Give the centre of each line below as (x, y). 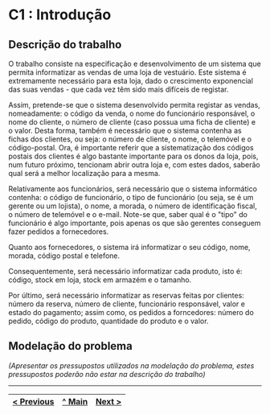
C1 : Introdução (60, 15)
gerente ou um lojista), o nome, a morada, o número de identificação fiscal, (133, 206)
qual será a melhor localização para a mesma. (84, 173)
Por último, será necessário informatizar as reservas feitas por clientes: (127, 295)
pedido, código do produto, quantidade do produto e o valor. (108, 321)
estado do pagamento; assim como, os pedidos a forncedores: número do (131, 312)
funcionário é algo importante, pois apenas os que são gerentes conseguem (135, 223)
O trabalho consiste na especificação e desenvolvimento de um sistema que (135, 64)
